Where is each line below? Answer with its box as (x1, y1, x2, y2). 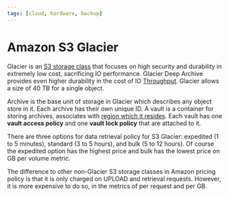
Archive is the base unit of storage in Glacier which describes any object (7, 97, 213, 105)
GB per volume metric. (7, 154, 71, 162)
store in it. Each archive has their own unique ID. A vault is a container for (7, 104, 214, 113)
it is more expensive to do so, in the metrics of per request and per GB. (7, 182, 208, 190)
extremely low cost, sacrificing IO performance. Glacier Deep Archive (7, 69, 204, 77)
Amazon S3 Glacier (7, 39, 119, 55)
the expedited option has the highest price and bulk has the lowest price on (7, 146, 221, 155)
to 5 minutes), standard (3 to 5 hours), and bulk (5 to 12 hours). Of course (7, 140, 215, 148)
